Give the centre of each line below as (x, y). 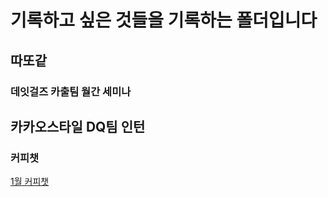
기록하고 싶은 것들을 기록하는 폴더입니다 (164, 20)
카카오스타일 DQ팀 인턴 (78, 126)
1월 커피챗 (30, 182)
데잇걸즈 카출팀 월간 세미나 (71, 91)
